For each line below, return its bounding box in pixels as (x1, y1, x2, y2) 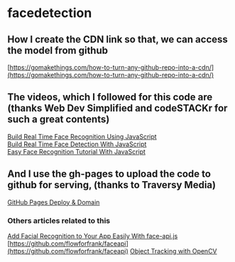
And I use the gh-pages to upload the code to (7, 168, 212, 180)
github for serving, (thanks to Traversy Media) (7, 179, 217, 191)
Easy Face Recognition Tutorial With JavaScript (7, 147, 146, 155)
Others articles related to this (7, 215, 111, 225)
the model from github (7, 44, 109, 56)
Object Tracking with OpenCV (130, 246, 218, 255)
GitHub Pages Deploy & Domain (7, 197, 100, 207)
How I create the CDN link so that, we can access (7, 33, 229, 45)
